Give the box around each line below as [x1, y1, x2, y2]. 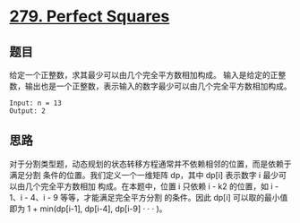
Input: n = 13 [9, 99, 63, 107]
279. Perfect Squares [9, 6, 170, 27]
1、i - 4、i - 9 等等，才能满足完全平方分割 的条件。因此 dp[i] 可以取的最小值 [9, 192, 288, 202]
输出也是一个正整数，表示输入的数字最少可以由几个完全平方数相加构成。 [24, 81, 292, 91]
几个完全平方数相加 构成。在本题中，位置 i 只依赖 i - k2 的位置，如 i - [24, 181, 279, 192]
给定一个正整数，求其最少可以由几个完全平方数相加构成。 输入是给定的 [9, 70, 270, 80]
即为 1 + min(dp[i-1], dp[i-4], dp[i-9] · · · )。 [9, 203, 167, 214]
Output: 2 [9, 107, 47, 116]
